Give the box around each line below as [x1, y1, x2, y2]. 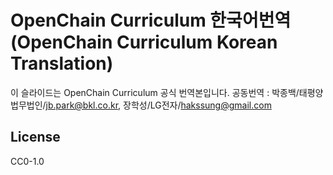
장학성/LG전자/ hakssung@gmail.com [123, 99, 272, 111]
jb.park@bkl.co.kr [45, 99, 119, 111]
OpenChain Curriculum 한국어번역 [10, 9, 292, 32]
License [10, 129, 61, 146]
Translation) [10, 52, 114, 75]
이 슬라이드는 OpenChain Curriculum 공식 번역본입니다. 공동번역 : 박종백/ [10, 86, 300, 98]
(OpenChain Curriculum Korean [10, 31, 278, 54]
